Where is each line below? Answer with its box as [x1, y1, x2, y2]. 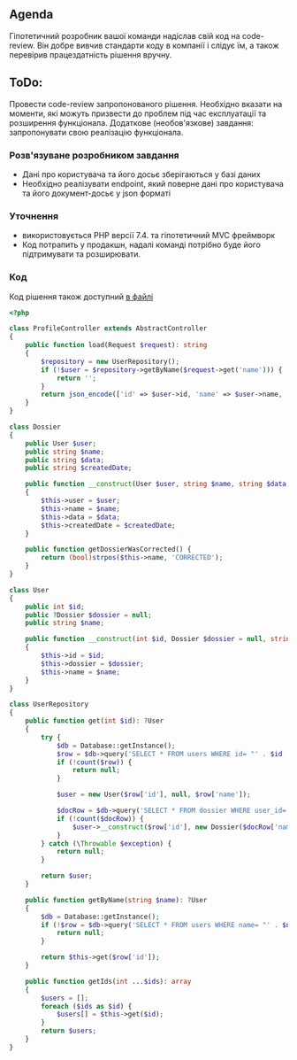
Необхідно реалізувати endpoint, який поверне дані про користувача [21, 178, 285, 189]
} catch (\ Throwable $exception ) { [41, 839, 172, 848]
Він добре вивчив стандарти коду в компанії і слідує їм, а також [36, 40, 279, 50]
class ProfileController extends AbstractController [9, 324, 208, 333]
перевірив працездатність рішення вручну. [9, 49, 172, 60]
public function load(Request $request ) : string [25, 341, 208, 350]
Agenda [9, 7, 54, 22]
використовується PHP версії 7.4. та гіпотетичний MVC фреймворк [21, 230, 276, 241]
